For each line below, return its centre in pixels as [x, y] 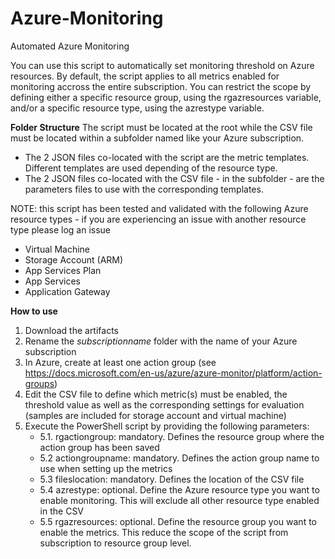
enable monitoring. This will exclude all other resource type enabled [179, 500]
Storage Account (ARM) [74, 259]
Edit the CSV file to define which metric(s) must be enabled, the [156, 394]
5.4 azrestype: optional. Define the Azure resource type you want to [179, 489]
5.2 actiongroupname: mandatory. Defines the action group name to [179, 458]
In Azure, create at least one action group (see [120, 362]
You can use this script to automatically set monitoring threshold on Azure [162, 65]
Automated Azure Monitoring [70, 46]
